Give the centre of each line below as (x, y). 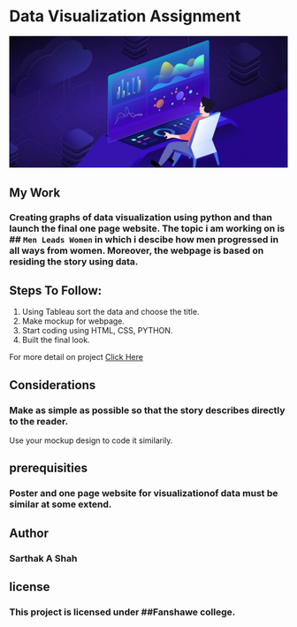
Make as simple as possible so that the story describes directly (147, 410)
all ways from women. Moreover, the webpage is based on (137, 251)
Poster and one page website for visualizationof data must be (144, 493)
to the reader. (39, 421)
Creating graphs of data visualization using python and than (141, 218)
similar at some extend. (61, 504)
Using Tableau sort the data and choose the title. (110, 312)
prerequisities (49, 468)
